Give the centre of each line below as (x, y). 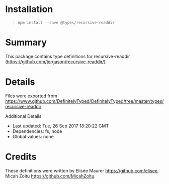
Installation (29, 9)
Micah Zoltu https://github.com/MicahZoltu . (50, 176)
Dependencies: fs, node (37, 131)
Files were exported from (31, 96)
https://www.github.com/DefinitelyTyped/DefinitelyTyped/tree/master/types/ (84, 101)
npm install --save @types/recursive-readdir (66, 23)
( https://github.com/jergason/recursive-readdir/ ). (56, 62)
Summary (26, 42)
